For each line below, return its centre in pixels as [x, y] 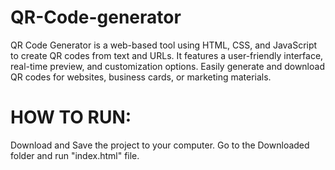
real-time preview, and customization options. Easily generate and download [167, 66]
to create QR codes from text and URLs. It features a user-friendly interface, [167, 55]
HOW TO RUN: [71, 117]
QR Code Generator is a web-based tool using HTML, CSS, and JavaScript [164, 45]
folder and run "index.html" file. [75, 155]
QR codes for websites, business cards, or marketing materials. [141, 77]
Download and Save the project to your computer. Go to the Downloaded [160, 145]
